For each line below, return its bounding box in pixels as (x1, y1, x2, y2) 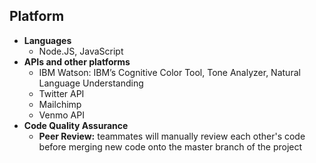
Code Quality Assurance (23, 119, 129, 131)
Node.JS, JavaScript (38, 45, 124, 57)
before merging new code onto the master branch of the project (38, 140, 303, 153)
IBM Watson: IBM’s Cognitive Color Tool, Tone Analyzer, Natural (38, 66, 301, 78)
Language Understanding (38, 77, 144, 89)
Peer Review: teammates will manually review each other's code (38, 130, 306, 142)
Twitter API (38, 87, 85, 99)
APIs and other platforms (23, 55, 131, 68)
